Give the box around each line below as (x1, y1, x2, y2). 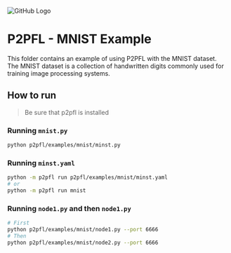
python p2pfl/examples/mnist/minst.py (7, 142, 121, 149)
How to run (7, 90, 57, 102)
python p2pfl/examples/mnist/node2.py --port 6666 (7, 239, 159, 246)
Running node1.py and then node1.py (7, 203, 131, 213)
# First (7, 219, 30, 227)
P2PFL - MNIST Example (7, 32, 152, 47)
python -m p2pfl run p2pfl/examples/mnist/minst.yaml (7, 174, 169, 182)
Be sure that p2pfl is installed (24, 108, 110, 116)
